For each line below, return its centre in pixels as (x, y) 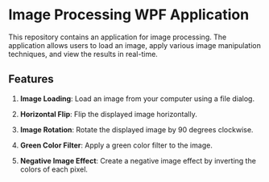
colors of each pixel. (54, 169)
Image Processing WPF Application (129, 15)
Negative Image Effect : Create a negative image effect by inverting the (138, 160)
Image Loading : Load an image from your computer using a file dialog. (137, 99)
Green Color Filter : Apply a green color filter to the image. (116, 145)
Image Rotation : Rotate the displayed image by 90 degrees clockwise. (137, 129)
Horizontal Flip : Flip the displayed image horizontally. (108, 114)
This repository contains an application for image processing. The (118, 37)
